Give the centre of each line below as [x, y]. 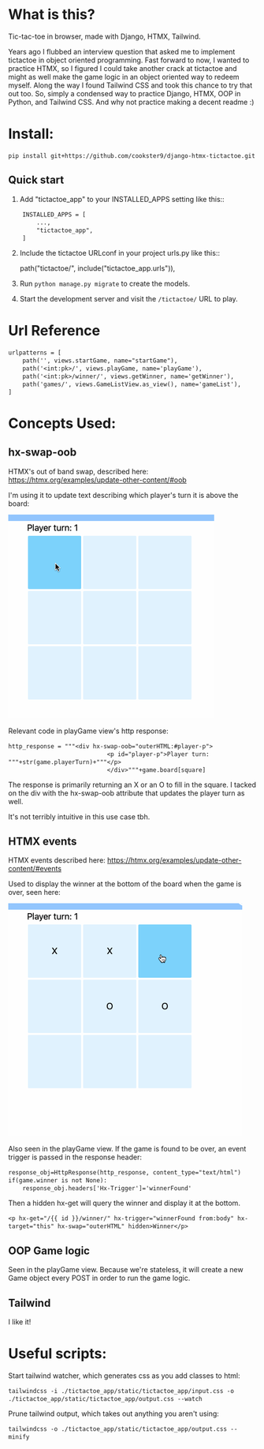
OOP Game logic [49, 1251]
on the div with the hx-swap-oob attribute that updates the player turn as [127, 793]
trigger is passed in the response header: [75, 1157]
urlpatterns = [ [35, 353]
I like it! [20, 1322]
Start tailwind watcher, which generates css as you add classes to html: [124, 1376]
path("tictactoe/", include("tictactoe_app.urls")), [97, 268]
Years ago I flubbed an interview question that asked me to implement [122, 51]
